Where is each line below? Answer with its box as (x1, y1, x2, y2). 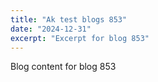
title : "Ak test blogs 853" (10, 14, 128, 25)
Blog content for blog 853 (10, 61, 117, 73)
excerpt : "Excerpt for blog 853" (10, 33, 150, 43)
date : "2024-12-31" (10, 24, 92, 34)
